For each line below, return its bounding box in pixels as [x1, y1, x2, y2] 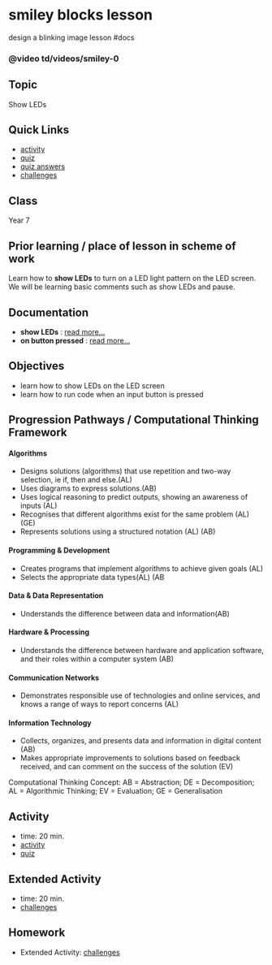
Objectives [8, 359, 65, 373]
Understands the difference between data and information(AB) [19, 608, 230, 618]
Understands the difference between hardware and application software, [19, 645, 264, 655]
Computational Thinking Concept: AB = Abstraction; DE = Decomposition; [8, 777, 255, 787]
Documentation [8, 305, 89, 319]
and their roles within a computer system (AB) [19, 654, 175, 664]
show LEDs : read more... [19, 327, 106, 336]
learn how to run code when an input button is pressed [19, 389, 205, 399]
